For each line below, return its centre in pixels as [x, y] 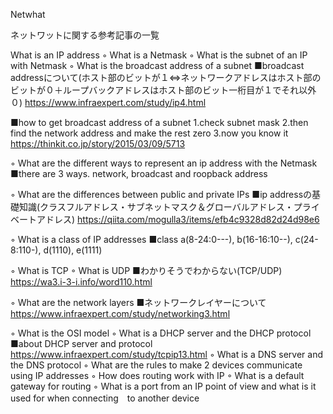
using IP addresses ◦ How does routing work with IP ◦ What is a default [157, 375]
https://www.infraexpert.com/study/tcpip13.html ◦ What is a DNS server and [167, 354]
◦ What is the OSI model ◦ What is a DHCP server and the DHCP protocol [161, 333]
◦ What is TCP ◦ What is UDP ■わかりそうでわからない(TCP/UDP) [146, 270]
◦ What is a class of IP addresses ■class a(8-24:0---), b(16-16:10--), [151, 239]
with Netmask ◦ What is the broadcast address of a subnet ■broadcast [157, 65]
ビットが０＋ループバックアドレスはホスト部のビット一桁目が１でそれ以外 [163, 90]
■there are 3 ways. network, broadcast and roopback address [139, 173]
